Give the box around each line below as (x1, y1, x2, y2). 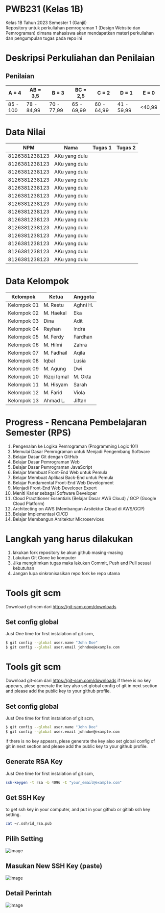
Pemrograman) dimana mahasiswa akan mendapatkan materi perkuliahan (5, 30, 154, 36)
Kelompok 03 (8, 317, 39, 324)
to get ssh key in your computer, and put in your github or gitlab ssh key (5, 807, 151, 813)
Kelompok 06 (8, 341, 39, 348)
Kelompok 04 (8, 325, 39, 332)
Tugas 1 (92, 144, 112, 151)
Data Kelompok (5, 276, 69, 287)
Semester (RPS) (5, 427, 71, 438)
